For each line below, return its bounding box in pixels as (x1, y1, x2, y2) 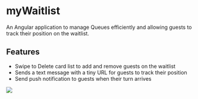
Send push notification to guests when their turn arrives (14, 75, 152, 82)
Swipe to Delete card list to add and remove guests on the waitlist (14, 62, 176, 70)
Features (6, 47, 40, 57)
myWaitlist (6, 4, 61, 18)
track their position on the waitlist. (6, 29, 89, 37)
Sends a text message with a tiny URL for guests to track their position (14, 69, 187, 76)
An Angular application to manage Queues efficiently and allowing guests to (6, 24, 192, 31)
